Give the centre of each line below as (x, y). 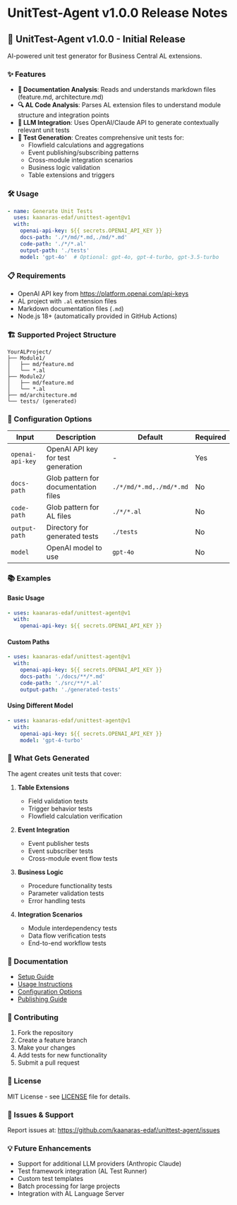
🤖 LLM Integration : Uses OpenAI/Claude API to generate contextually (118, 123)
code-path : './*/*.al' (53, 244)
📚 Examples (29, 579)
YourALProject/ (30, 352)
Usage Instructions (45, 984)
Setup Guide (36, 976)
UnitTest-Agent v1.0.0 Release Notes (117, 13)
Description (76, 437)
